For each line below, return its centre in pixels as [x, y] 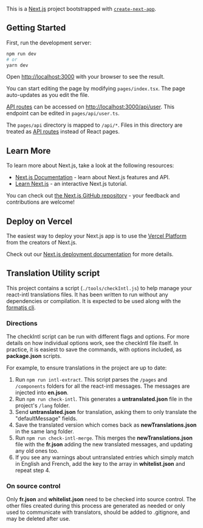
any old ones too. [37, 451]
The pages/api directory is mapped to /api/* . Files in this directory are [95, 125]
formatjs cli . [21, 307]
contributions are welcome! [40, 202]
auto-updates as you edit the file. [48, 95]
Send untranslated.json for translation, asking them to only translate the [106, 412]
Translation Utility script [53, 273]
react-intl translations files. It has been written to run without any [87, 294]
